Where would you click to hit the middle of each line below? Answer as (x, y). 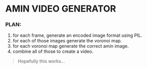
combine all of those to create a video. (53, 51)
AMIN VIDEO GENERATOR (61, 9)
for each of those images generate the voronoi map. (67, 41)
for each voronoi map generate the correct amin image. (71, 46)
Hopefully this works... (41, 61)
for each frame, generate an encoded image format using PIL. (77, 35)
